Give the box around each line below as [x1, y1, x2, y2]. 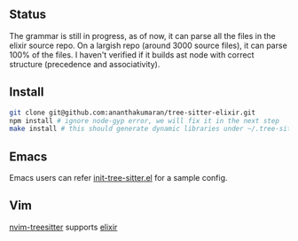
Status [9, 7, 47, 22]
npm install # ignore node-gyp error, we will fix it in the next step [9, 116, 279, 125]
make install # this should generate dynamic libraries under [9, 124, 244, 134]
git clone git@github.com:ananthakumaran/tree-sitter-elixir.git [9, 108, 255, 117]
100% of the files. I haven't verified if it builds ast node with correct [9, 49, 255, 60]
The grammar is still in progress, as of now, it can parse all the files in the [9, 30, 277, 41]
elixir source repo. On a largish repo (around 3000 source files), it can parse [9, 40, 288, 51]
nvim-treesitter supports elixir [9, 222, 118, 232]
